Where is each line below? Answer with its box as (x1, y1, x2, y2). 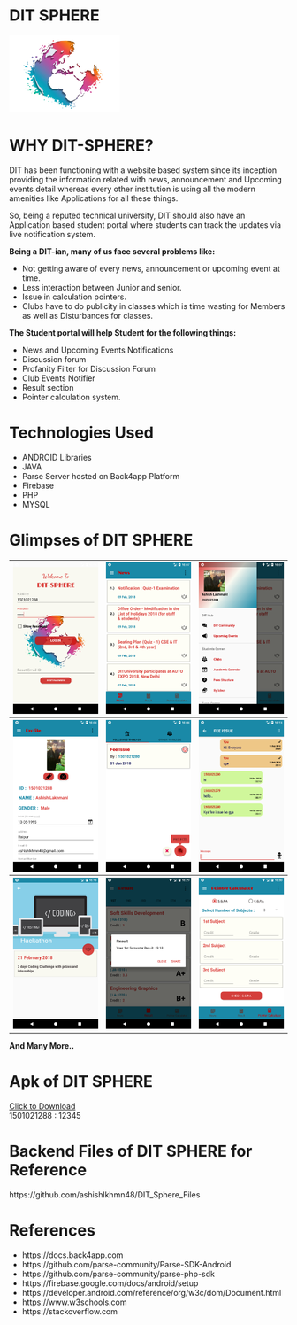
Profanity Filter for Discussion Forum (21, 363, 156, 374)
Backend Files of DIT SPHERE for (9, 1142, 253, 1161)
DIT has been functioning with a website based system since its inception (9, 165, 278, 175)
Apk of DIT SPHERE (9, 1072, 153, 1092)
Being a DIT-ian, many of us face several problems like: (9, 245, 216, 257)
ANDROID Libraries (21, 452, 92, 462)
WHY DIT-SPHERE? (9, 136, 154, 156)
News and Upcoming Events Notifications (21, 345, 174, 355)
